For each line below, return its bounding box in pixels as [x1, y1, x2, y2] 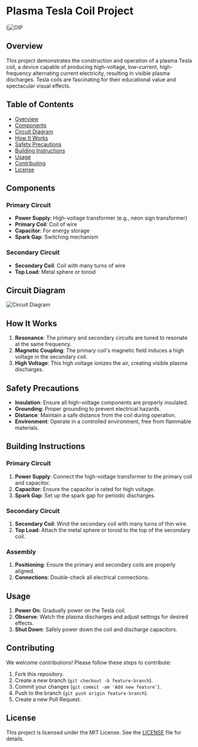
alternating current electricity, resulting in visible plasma [32, 70, 171, 77]
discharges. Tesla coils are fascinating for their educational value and [6, 76, 177, 83]
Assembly [6, 548, 36, 556]
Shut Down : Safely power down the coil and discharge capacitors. [14, 626, 178, 633]
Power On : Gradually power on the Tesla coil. [14, 607, 126, 614]
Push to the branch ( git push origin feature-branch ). [14, 689, 149, 696]
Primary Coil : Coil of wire [14, 221, 77, 228]
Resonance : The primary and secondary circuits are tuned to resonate [14, 335, 188, 342]
